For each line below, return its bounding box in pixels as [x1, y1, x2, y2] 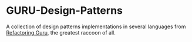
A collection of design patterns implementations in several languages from [6, 23, 186, 30]
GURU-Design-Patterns [6, 4, 123, 17]
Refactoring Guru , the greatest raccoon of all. [6, 29, 116, 36]
